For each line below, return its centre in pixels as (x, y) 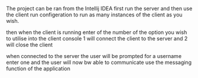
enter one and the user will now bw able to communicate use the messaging (99, 62)
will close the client (30, 45)
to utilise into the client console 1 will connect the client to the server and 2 (97, 38)
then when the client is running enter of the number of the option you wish (97, 32)
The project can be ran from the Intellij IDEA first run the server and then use (99, 9)
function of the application (38, 69)
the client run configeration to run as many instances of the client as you (94, 15)
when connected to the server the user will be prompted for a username (94, 56)
